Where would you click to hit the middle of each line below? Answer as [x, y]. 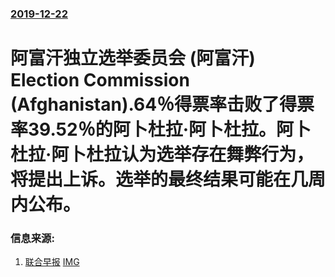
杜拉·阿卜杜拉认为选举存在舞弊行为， [162, 154]
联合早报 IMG [52, 262]
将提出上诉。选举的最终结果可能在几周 [168, 179]
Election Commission [100, 80]
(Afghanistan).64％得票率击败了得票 [162, 104]
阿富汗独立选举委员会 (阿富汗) [133, 58]
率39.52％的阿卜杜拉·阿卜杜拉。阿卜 [161, 129]
